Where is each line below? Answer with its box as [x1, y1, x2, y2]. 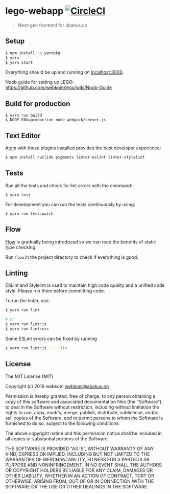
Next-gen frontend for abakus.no [17, 22, 88, 28]
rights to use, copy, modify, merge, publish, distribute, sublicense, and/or [5, 409, 159, 415]
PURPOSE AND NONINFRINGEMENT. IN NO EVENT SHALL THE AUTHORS [5, 462, 162, 468]
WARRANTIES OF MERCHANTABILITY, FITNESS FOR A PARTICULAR [5, 456, 150, 462]
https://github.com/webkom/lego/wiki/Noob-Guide [5, 84, 112, 91]
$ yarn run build [5, 113, 42, 118]
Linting [5, 268, 28, 277]
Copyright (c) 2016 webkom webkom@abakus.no [5, 383, 109, 389]
